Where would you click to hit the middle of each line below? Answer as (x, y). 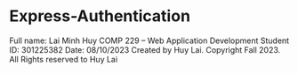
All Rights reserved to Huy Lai (64, 59)
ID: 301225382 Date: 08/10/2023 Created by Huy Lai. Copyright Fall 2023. (145, 49)
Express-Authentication (100, 16)
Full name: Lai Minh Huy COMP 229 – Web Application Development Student (149, 40)
